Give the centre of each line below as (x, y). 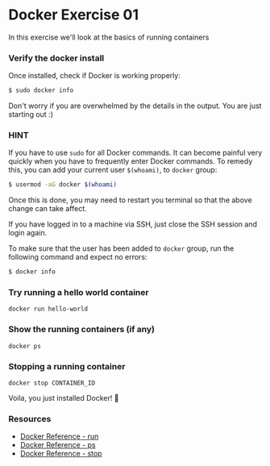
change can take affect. (48, 209)
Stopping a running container (67, 366)
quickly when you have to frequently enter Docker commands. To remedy (131, 161)
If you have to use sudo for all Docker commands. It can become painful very (135, 153)
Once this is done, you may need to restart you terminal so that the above (130, 200)
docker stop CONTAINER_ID (52, 383)
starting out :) (31, 114)
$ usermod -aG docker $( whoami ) (62, 185)
